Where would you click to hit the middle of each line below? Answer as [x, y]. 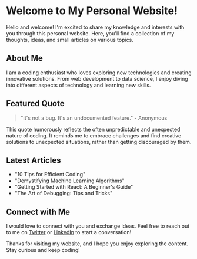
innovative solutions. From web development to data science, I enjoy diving [97, 78]
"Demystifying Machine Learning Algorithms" [69, 181]
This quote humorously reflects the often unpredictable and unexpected [93, 129]
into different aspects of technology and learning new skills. [79, 85]
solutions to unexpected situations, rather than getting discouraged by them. [99, 142]
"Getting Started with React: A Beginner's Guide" [74, 187]
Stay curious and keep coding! [43, 250]
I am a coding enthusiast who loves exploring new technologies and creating [99, 73]
